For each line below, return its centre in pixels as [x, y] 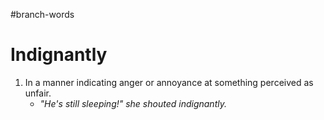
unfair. [38, 93]
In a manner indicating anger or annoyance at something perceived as [169, 82]
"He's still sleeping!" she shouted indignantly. [133, 103]
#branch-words [42, 14]
